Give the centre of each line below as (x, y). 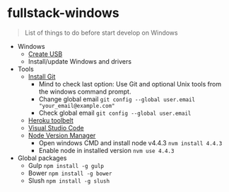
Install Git (42, 77)
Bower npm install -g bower (70, 173)
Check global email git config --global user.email (115, 113)
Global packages (42, 158)
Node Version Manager (62, 135)
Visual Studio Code (56, 128)
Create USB (45, 54)
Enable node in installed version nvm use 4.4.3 (106, 150)
